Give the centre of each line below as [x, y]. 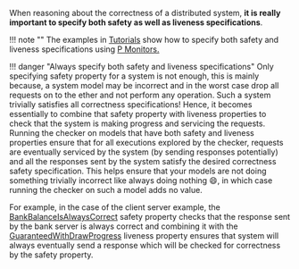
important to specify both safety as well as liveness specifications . [136, 22]
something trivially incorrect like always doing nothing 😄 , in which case [141, 181]
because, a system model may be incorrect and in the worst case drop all [144, 85]
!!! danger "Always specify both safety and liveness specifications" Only [141, 67]
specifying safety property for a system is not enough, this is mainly [134, 76]
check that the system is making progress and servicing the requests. [137, 123]
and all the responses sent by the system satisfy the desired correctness [143, 161]
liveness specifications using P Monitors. [84, 49]
